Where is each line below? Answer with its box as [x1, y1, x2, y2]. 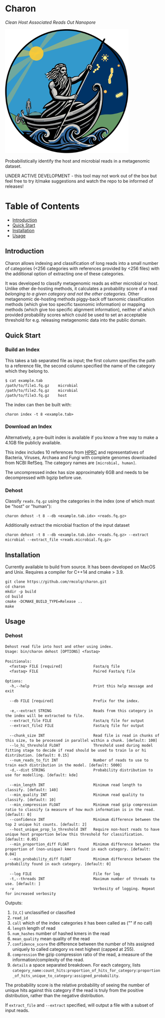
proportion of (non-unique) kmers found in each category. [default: [5, 847, 151, 851]
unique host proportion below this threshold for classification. [5, 832, 144, 837]
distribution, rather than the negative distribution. [5, 992, 105, 998]
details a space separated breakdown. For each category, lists [12, 962, 141, 968]
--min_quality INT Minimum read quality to [9, 792, 144, 797]
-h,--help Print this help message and [9, 683, 153, 688]
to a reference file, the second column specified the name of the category [5, 363, 155, 369]
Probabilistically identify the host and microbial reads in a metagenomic [5, 158, 150, 164]
